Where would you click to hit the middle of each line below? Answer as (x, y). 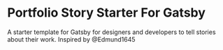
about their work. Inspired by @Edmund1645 (71, 39)
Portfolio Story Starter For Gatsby (107, 13)
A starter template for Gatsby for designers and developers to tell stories (111, 32)
